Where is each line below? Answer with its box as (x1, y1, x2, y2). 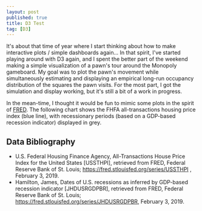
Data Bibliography (6, 136, 76, 147)
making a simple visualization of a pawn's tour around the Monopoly (6, 62, 177, 69)
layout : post (6, 9, 39, 15)
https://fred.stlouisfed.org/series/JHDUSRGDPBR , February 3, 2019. (15, 198, 185, 206)
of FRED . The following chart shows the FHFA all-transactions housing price (6, 106, 196, 113)
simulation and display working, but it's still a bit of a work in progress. (6, 88, 183, 95)
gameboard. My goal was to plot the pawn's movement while (6, 68, 159, 76)
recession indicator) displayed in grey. (6, 119, 102, 126)
